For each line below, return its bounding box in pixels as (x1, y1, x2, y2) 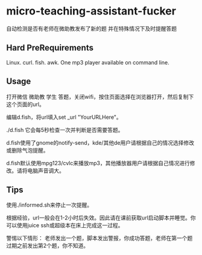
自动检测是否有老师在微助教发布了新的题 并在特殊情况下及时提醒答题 (6, 25, 177, 32)
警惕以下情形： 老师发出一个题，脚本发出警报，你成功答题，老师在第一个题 (6, 235, 193, 242)
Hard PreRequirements (6, 43, 93, 53)
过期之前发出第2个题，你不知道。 (6, 242, 89, 250)
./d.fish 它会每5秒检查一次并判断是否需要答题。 (6, 126, 124, 133)
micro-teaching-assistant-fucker (6, 4, 177, 18)
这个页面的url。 (6, 101, 45, 108)
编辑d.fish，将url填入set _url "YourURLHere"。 (6, 113, 122, 121)
